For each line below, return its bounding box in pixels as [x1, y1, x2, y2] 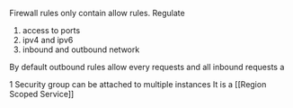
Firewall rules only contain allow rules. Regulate [9, 8, 186, 18]
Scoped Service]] [9, 89, 75, 99]
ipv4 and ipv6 [22, 35, 74, 45]
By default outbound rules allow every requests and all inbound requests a [9, 62, 285, 72]
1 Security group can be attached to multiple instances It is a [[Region [9, 79, 267, 89]
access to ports [22, 25, 81, 35]
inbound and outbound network [22, 44, 140, 55]
